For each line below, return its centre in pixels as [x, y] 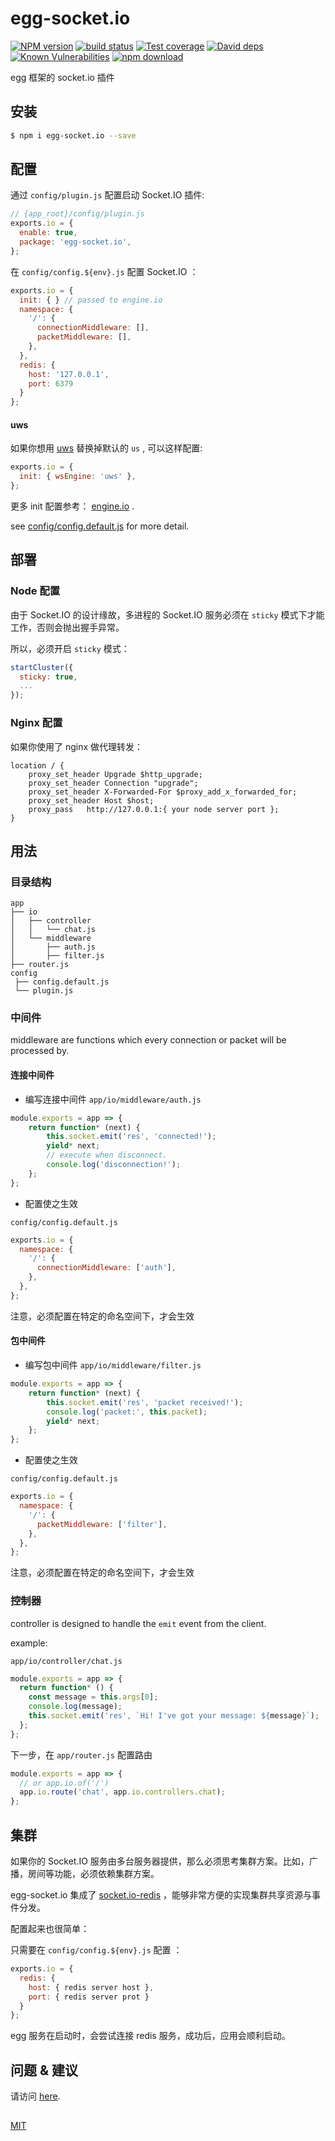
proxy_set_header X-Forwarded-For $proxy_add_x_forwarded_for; [163, 792]
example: [29, 1643]
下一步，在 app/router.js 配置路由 [81, 1754]
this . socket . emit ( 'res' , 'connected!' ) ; [131, 1137]
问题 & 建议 [44, 2070]
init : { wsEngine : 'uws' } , [78, 477]
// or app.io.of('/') [64, 1783]
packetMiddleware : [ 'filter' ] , [102, 1524]
